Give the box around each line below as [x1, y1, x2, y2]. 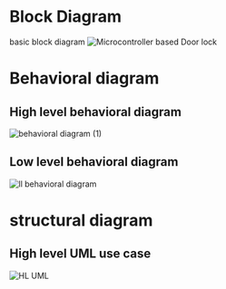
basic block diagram [9, 36, 86, 47]
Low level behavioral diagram [9, 154, 179, 169]
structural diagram [9, 210, 153, 230]
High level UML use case [9, 246, 152, 262]
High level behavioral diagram [9, 104, 182, 120]
